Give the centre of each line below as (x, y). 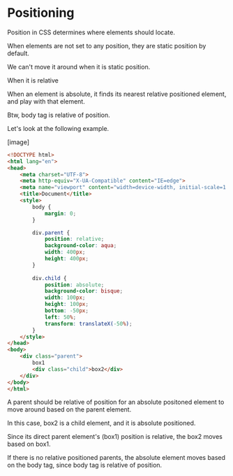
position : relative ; (74, 239)
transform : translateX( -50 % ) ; (88, 323)
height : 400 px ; (67, 259)
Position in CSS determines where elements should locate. (91, 32)
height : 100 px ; (67, 304)
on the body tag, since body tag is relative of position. (85, 465)
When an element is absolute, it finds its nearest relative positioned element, (117, 94)
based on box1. (29, 444)
